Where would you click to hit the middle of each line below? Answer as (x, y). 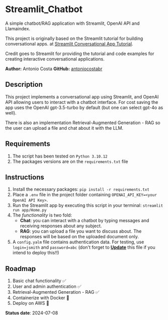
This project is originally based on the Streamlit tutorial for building (74, 38)
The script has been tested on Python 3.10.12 (60, 156)
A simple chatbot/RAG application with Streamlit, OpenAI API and (72, 23)
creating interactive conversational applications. (55, 59)
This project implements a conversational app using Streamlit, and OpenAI (82, 96)
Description (24, 85)
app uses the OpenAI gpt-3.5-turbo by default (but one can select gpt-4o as (84, 108)
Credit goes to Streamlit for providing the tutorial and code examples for (80, 54)
